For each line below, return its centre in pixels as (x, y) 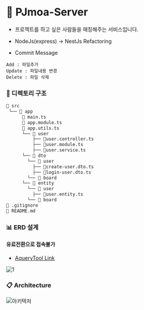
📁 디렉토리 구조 (26, 93)
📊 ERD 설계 (22, 227)
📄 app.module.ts (42, 122)
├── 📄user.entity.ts (58, 194)
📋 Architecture (29, 285)
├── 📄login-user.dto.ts (62, 172)
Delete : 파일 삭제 (28, 77)
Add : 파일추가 (22, 65)
